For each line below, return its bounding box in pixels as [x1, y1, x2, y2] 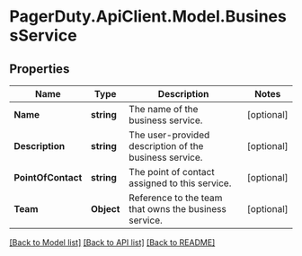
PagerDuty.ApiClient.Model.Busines [9, 6, 288, 27]
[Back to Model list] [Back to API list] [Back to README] [9, 237, 216, 248]
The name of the [129, 103, 199, 115]
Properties [9, 61, 70, 76]
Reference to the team [129, 191, 223, 204]
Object [91, 203, 120, 215]
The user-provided [129, 128, 210, 141]
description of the [129, 140, 204, 152]
